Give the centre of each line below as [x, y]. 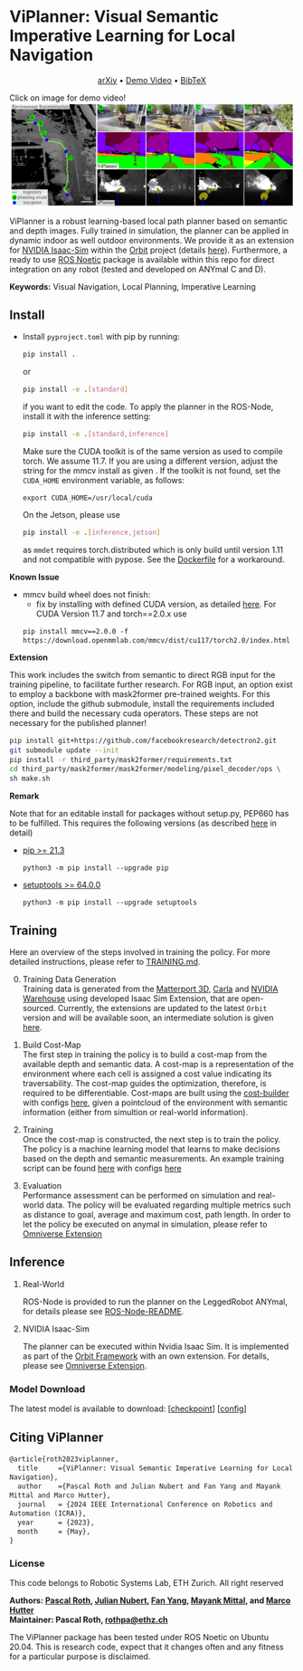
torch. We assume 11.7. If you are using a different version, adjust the [150, 461]
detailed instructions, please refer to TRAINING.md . [105, 962]
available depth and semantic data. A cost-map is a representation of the [158, 1065]
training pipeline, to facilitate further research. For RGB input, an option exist [151, 684]
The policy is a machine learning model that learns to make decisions [151, 1149]
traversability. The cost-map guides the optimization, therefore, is [144, 1084]
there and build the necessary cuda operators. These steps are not [134, 713]
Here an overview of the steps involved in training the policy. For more [140, 952]
